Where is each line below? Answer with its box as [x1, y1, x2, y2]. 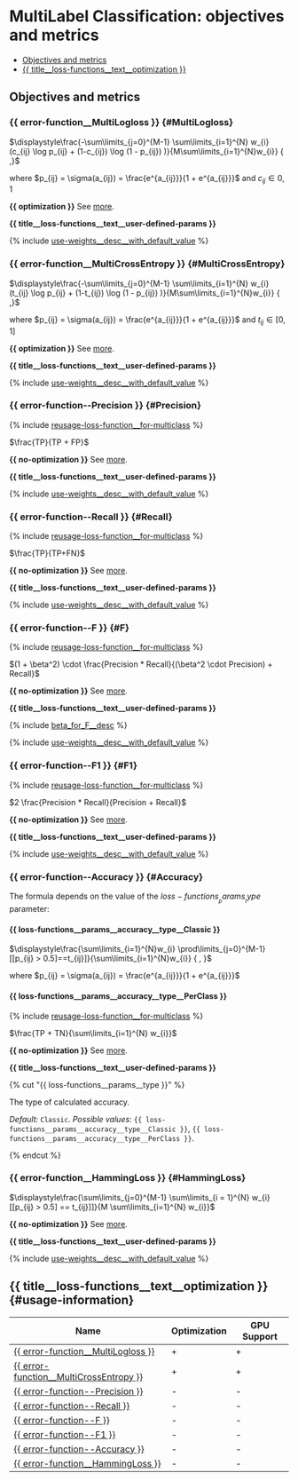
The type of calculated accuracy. [9, 1097, 130, 1107]
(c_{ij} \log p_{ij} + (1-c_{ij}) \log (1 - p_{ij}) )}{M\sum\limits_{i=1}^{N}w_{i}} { [9, 146, 284, 156]
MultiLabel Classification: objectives [9, 6, 285, 27]
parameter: [9, 904, 51, 915]
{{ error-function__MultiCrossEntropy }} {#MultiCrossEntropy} [9, 257, 286, 270]
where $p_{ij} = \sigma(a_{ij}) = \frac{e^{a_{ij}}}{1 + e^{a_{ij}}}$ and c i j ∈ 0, [9, 172, 286, 186]
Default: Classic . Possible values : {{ [9, 1113, 143, 1124]
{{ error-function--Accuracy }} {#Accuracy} [9, 870, 204, 883]
